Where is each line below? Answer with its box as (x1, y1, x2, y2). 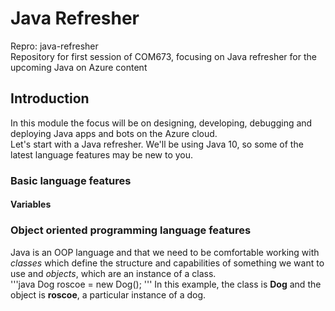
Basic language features (10, 173, 132, 187)
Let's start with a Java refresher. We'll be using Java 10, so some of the (10, 138, 304, 150)
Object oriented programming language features (10, 223, 252, 237)
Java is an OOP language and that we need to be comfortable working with (10, 246, 320, 258)
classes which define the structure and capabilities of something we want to (10, 257, 325, 269)
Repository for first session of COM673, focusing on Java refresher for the (10, 50, 317, 62)
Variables (10, 198, 52, 211)
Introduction (10, 90, 90, 107)
